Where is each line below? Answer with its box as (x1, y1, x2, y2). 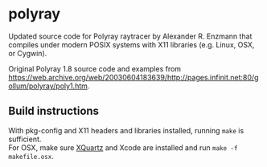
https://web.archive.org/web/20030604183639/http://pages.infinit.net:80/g (8, 72, 259, 82)
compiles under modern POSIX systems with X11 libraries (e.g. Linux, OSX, (8, 39, 255, 49)
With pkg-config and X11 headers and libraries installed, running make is (8, 125, 244, 135)
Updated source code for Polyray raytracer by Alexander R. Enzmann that (8, 31, 253, 41)
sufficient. (8, 134, 42, 144)
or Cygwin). (8, 48, 47, 58)
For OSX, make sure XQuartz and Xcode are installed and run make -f (8, 142, 238, 153)
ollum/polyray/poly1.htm (8, 81, 88, 91)
